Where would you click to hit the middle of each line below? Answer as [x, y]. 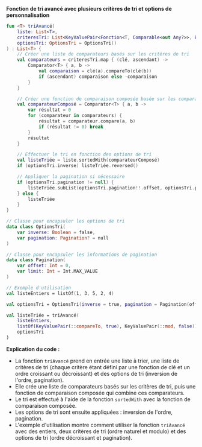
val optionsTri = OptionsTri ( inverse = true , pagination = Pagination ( [98, 304]
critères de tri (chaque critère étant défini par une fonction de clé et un [103, 367]
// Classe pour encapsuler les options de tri [66, 221]
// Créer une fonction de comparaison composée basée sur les [96, 99]
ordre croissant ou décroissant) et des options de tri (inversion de [96, 373]
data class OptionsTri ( [36, 227]
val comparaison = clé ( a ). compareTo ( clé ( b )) [95, 71]
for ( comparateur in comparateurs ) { [75, 116]
